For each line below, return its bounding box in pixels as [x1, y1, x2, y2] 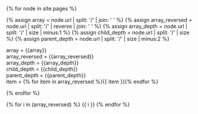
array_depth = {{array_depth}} [6, 59, 79, 66]
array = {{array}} [6, 47, 47, 54]
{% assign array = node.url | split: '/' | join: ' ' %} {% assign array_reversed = [6, 17, 193, 23]
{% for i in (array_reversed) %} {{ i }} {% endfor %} [6, 101, 130, 108]
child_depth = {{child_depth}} [6, 66, 78, 73]
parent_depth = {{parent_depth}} [6, 72, 86, 79]
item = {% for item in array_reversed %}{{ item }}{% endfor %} [6, 78, 158, 85]
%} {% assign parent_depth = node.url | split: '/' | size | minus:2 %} [6, 35, 170, 42]
